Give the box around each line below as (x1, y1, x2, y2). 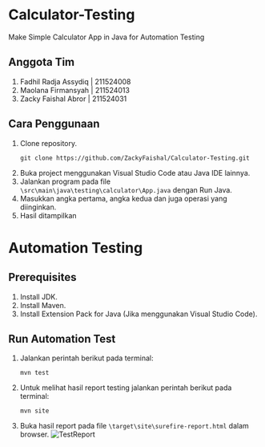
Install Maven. (19, 300, 66, 310)
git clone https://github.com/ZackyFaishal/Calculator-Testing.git (19, 154, 250, 162)
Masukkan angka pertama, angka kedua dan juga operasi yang (19, 193, 228, 203)
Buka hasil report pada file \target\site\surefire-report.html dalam (19, 421, 250, 431)
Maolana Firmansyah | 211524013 (19, 85, 130, 95)
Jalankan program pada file (19, 177, 110, 186)
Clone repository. (19, 138, 78, 148)
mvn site (19, 407, 50, 415)
